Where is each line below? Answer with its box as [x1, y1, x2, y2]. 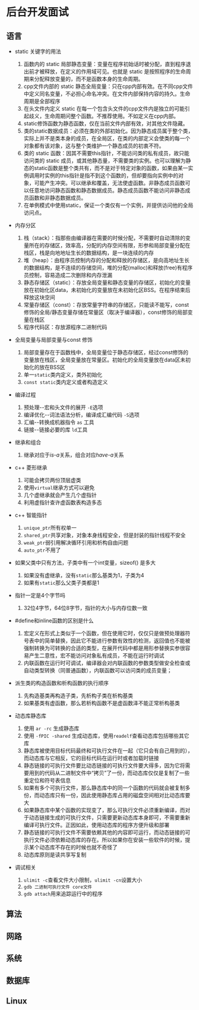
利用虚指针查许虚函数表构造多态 [23, 499, 102, 506]
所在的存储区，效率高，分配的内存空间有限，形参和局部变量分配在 [29, 242, 191, 248]
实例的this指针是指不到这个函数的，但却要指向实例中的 [44, 172, 179, 179]
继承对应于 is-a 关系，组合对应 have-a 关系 [23, 451, 124, 458]
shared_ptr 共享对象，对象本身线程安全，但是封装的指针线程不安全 [23, 531, 186, 539]
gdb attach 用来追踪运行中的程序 [23, 890, 103, 897]
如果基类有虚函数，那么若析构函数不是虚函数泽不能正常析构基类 [23, 700, 180, 706]
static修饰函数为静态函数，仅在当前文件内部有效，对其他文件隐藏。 [23, 120, 188, 127]
